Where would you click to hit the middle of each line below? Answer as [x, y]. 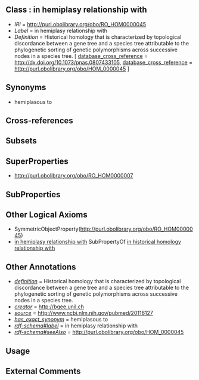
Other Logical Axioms [46, 215]
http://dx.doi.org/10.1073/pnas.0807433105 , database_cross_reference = [103, 62]
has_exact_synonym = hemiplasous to [61, 320]
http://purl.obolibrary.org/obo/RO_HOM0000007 [74, 176]
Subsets [21, 141]
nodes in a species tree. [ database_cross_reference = [81, 56]
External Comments [43, 371]
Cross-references [40, 121]
